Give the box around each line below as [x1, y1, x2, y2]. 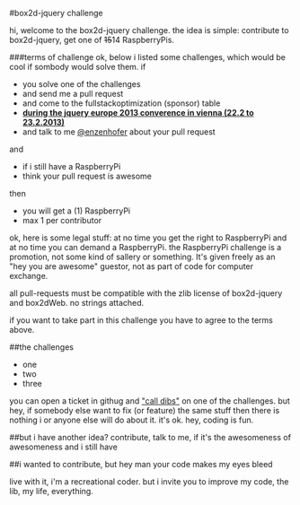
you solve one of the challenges [22, 79, 141, 89]
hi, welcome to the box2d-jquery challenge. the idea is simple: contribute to [9, 25, 289, 35]
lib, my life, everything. [9, 486, 94, 496]
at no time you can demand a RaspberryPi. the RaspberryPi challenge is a [9, 242, 282, 252]
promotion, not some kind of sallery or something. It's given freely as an [9, 251, 276, 262]
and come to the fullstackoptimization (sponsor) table [22, 98, 221, 109]
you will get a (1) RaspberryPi [22, 205, 131, 216]
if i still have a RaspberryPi [22, 161, 121, 171]
